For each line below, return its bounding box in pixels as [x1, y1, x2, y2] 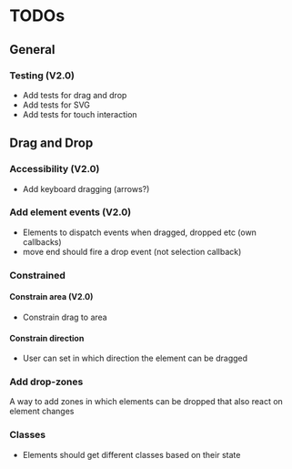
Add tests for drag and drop [22, 89, 127, 100]
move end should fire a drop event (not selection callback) [22, 246, 242, 257]
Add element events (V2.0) [9, 206, 132, 219]
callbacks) [22, 236, 62, 247]
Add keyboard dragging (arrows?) [22, 183, 150, 194]
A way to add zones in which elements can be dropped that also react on [9, 396, 284, 407]
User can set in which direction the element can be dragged [22, 352, 248, 364]
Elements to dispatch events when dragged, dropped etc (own [22, 227, 257, 238]
